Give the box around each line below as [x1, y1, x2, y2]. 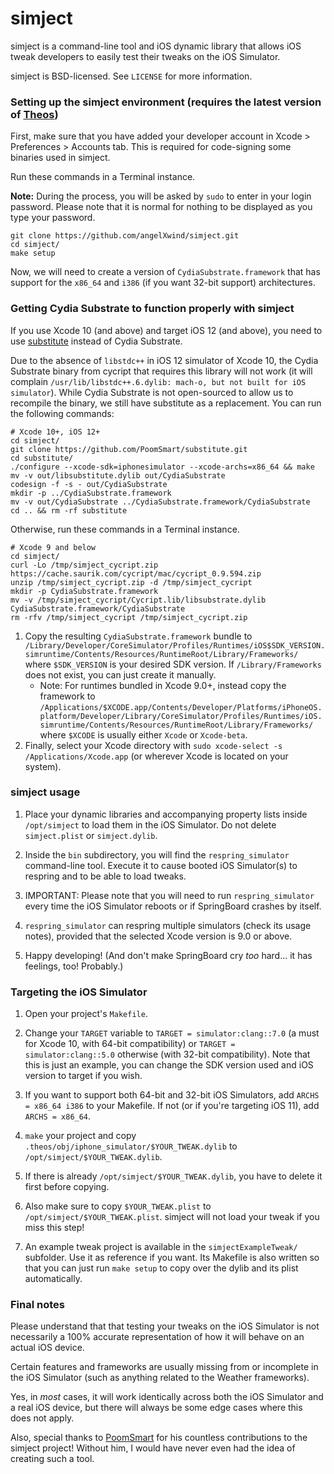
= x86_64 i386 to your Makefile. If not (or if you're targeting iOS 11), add [24, 1100, 320, 1112]
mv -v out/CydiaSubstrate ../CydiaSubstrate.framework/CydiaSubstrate [10, 497, 311, 507]
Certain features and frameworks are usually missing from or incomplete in [10, 1361, 319, 1373]
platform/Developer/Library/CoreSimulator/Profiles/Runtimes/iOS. [39, 711, 323, 721]
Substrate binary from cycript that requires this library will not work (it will [10, 365, 313, 377]
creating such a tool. [10, 1453, 95, 1465]
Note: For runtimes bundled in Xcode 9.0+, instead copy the [39, 679, 287, 691]
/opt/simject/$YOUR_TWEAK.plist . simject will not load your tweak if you [24, 1211, 320, 1223]
